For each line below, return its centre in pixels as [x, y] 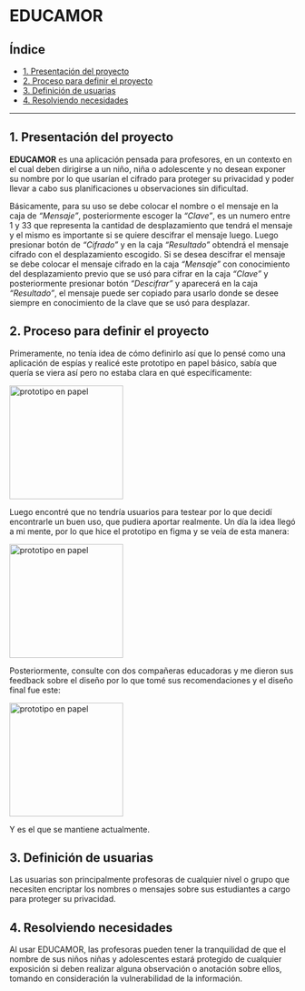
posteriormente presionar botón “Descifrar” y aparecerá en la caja [134, 283]
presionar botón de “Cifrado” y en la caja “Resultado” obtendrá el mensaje [149, 244]
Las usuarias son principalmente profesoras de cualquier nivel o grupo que [150, 880]
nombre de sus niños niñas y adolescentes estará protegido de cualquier [146, 959]
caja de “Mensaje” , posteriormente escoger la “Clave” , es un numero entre [150, 216]
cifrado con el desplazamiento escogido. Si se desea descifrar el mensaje [148, 254]
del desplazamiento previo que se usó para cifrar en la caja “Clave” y [139, 273]
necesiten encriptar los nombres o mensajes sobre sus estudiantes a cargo [150, 889]
